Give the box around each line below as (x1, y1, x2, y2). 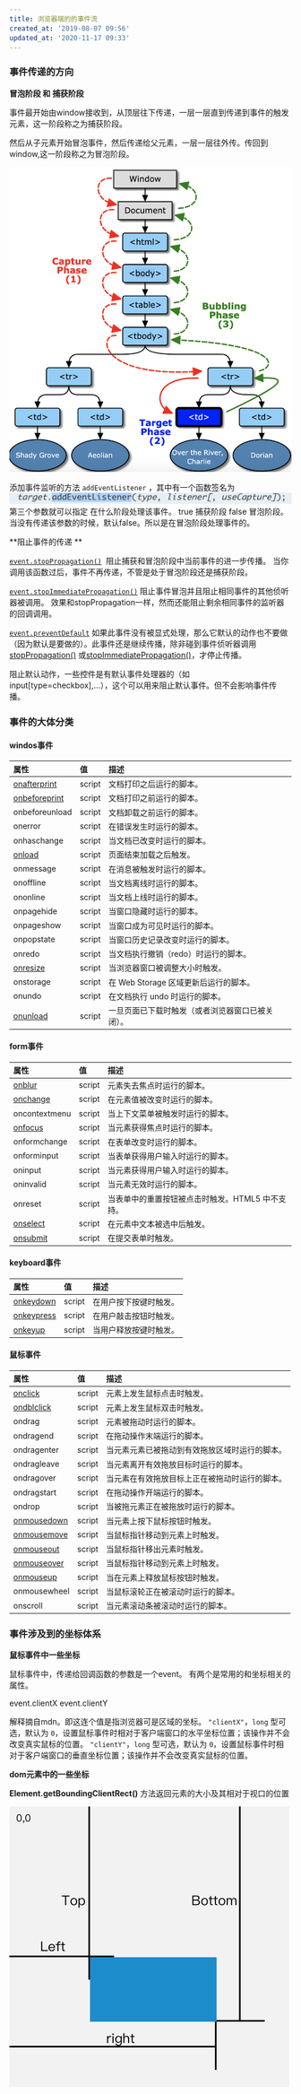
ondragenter (13, 1444, 60, 1455)
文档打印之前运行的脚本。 (108, 793, 203, 804)
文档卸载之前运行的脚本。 (108, 807, 203, 818)
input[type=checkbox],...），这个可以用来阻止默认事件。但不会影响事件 (9, 680, 270, 691)
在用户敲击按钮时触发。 (92, 1310, 179, 1321)
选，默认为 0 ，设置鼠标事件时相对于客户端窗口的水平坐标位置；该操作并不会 (9, 1727, 291, 1739)
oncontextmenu (13, 1108, 72, 1118)
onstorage (13, 977, 51, 987)
